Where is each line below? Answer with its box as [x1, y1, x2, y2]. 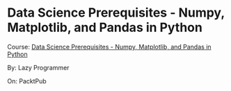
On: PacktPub [7, 76, 47, 85]
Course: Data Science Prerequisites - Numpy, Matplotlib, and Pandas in [7, 42, 212, 51]
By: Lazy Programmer [7, 63, 70, 72]
